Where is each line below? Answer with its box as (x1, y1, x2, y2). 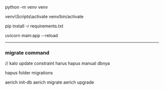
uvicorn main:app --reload (5, 33, 58, 38)
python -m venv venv (5, 4, 48, 10)
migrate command (5, 49, 50, 56)
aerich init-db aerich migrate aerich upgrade (5, 79, 94, 85)
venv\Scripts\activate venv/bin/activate (5, 14, 84, 19)
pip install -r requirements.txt (5, 23, 63, 29)
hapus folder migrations (5, 70, 53, 76)
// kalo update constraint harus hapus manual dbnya (5, 61, 110, 67)
